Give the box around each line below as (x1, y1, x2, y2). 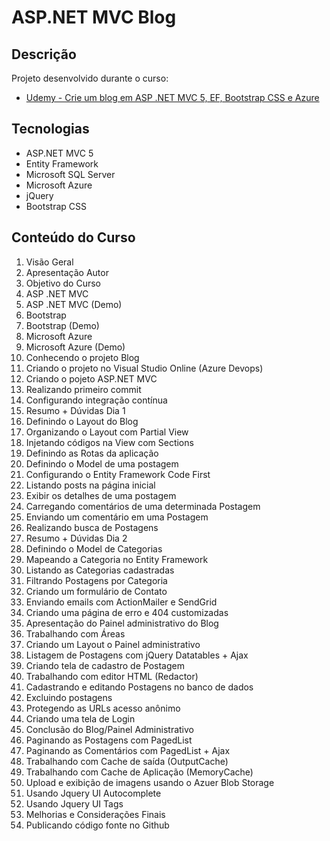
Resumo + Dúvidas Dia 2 (25, 532, 128, 544)
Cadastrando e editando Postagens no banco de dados (25, 681, 254, 693)
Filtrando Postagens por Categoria (25, 574, 168, 586)
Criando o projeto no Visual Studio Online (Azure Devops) (25, 362, 264, 374)
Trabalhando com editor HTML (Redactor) (25, 670, 199, 682)
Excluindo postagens (25, 691, 113, 703)
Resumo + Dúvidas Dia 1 (25, 404, 126, 416)
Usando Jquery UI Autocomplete (25, 787, 162, 799)
